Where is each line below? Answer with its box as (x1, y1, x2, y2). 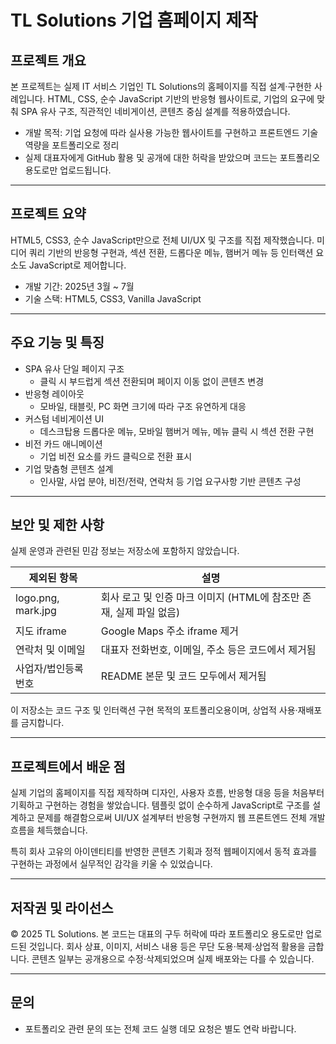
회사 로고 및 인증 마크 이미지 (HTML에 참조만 (100, 591, 300, 605)
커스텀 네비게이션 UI (24, 412, 104, 425)
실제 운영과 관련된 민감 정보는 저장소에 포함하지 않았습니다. (10, 545, 240, 557)
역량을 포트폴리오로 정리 (24, 139, 120, 151)
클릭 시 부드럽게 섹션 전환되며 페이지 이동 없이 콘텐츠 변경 (39, 375, 265, 387)
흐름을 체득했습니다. (10, 824, 88, 836)
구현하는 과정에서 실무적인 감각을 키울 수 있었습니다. (10, 858, 213, 870)
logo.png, (15, 591, 60, 605)
